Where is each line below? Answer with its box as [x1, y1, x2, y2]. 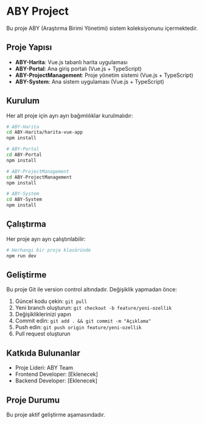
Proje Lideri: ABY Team [15, 364, 74, 371]
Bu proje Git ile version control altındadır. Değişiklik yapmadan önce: [6, 286, 177, 293]
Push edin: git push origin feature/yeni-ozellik [15, 324, 142, 331]
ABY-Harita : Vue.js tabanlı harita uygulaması [15, 58, 128, 65]
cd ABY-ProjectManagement [6, 174, 72, 180]
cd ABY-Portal [6, 152, 43, 158]
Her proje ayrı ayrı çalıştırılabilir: [6, 235, 86, 243]
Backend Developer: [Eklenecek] [15, 377, 97, 384]
